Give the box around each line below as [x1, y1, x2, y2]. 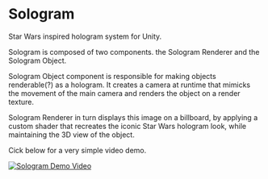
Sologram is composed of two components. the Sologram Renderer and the [8, 47, 260, 56]
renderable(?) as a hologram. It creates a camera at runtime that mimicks [8, 80, 251, 89]
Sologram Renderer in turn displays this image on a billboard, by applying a [8, 112, 258, 122]
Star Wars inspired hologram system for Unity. [8, 31, 162, 41]
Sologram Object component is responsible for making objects [8, 71, 216, 81]
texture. [8, 97, 35, 106]
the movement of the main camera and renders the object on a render [8, 88, 241, 98]
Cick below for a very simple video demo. [8, 145, 147, 155]
